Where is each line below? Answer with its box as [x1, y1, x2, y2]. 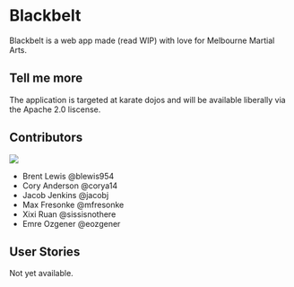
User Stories [9, 244, 81, 259]
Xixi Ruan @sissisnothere [22, 208, 117, 220]
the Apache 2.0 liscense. [9, 104, 101, 115]
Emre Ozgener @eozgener [22, 218, 121, 229]
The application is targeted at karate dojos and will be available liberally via [9, 94, 286, 105]
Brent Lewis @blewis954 [22, 170, 115, 181]
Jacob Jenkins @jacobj [22, 189, 109, 200]
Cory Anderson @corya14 [22, 180, 118, 191]
